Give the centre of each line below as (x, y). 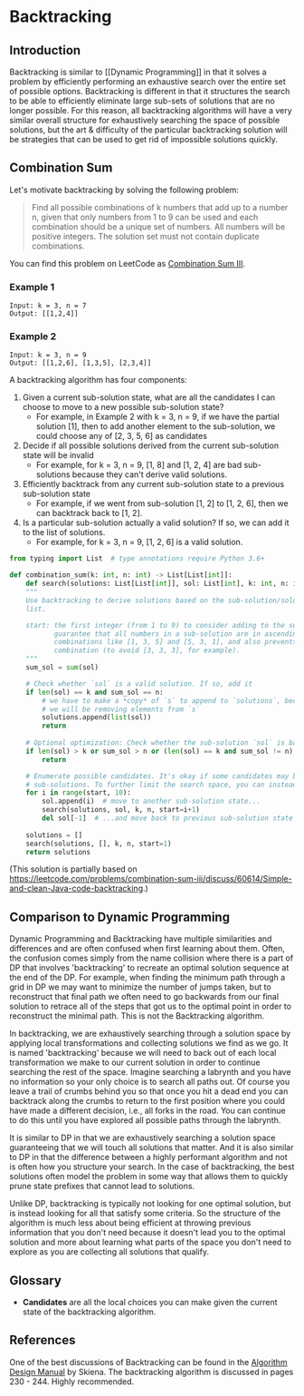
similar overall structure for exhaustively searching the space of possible (145, 120)
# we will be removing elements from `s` (121, 709)
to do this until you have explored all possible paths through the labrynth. (145, 1120)
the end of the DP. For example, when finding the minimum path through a (147, 978)
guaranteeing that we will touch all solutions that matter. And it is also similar (152, 1147)
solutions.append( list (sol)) (97, 718)
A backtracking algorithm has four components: (98, 380)
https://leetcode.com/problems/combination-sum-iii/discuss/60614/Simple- (151, 879)
